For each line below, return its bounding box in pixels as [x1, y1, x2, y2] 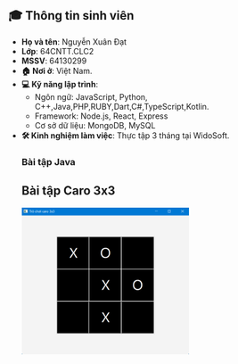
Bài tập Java [21, 155, 77, 168]
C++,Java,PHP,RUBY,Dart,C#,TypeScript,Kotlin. [34, 101, 209, 112]
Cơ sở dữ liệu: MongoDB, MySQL [34, 120, 156, 130]
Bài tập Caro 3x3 [21, 183, 116, 199]
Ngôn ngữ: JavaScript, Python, [34, 91, 148, 102]
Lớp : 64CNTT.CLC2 [21, 45, 94, 56]
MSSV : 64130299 [21, 55, 87, 66]
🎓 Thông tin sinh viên [8, 8, 135, 23]
